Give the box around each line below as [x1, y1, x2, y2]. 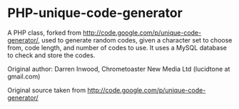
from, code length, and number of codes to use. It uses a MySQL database [7, 43, 227, 52]
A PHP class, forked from [7, 28, 82, 37]
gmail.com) [7, 72, 41, 81]
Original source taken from [7, 86, 86, 94]
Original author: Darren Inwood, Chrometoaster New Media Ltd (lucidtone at [7, 64, 230, 73]
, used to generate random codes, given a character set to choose [38, 35, 233, 44]
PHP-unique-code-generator [7, 5, 183, 21]
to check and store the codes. [7, 51, 96, 59]
